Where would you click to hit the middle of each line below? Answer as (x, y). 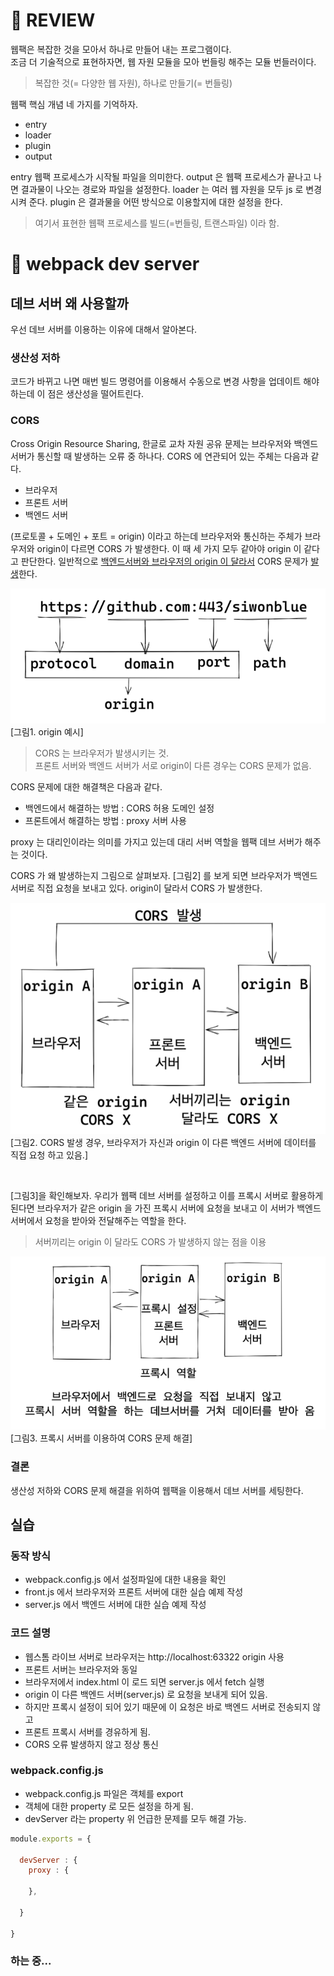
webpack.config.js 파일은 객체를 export (104, 1793)
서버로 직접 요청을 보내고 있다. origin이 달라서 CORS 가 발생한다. (136, 888)
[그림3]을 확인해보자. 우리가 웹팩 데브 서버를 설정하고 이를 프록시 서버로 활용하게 (167, 1196)
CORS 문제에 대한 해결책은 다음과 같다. (86, 787)
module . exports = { (51, 1839)
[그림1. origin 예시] (47, 732)
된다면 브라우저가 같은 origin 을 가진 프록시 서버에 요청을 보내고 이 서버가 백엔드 (166, 1208)
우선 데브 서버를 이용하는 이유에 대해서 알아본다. (104, 329)
